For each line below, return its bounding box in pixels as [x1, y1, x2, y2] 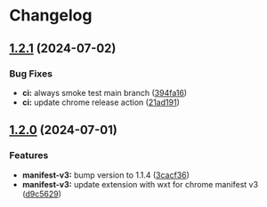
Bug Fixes [9, 68, 53, 80]
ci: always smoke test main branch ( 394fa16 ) [21, 87, 188, 98]
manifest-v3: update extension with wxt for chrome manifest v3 [21, 179, 259, 189]
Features [9, 149, 49, 162]
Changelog [9, 5, 93, 26]
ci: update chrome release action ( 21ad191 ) [21, 97, 180, 107]
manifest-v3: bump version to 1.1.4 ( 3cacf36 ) [21, 170, 190, 180]
